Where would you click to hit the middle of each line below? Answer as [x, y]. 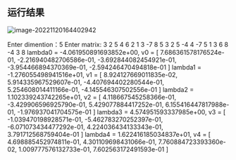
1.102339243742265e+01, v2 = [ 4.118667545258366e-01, [92, 97]
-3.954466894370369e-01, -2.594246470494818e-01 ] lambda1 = [105, 67]
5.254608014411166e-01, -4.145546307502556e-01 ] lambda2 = [101, 89]
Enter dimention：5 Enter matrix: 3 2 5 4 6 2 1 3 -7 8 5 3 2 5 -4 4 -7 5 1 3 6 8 [118, 44]
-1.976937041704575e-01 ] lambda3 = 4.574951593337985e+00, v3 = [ [122, 112]
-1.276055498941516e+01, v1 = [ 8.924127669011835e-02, [93, 74]
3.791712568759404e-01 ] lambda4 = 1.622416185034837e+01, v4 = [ [109, 134]
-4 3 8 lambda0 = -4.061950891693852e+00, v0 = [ [83, 52]
